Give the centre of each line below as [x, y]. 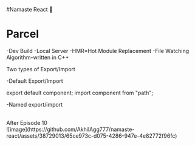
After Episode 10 [27, 122]
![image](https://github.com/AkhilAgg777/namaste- [70, 129]
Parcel [23, 34]
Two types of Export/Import [41, 69]
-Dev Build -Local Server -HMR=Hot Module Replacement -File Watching [98, 51]
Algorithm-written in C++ [38, 57]
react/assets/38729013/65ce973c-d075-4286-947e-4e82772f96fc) [92, 136]
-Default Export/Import [35, 81]
